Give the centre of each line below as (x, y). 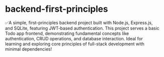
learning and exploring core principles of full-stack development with (75, 44)
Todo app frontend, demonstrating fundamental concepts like (67, 33)
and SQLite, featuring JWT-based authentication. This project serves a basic (82, 28)
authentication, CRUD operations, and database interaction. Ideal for (74, 38)
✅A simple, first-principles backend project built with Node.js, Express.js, (79, 23)
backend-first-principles (57, 9)
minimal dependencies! (29, 49)
